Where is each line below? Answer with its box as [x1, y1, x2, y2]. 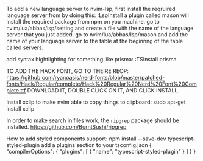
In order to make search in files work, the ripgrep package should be [6, 117, 180, 124]
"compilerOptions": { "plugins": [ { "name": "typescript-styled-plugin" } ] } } [6, 148, 196, 155]
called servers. [6, 44, 44, 51]
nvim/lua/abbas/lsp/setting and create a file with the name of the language [6, 24, 194, 32]
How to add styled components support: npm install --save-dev [6, 135, 166, 142]
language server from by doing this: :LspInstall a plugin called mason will [6, 12, 189, 19]
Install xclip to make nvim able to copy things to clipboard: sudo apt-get [6, 98, 186, 106]
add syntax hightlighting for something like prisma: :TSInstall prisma [6, 56, 177, 63]
